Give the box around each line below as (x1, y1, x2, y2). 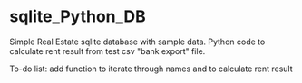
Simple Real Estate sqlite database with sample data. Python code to (9, 36, 266, 47)
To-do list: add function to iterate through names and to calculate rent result (9, 63, 293, 74)
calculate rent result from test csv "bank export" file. (9, 45, 206, 56)
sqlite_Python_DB (9, 6, 147, 27)
